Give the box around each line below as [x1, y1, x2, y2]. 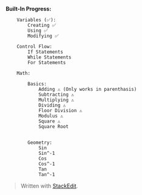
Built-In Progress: [5, 5, 52, 12]
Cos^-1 [38, 161, 55, 167]
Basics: [27, 81, 47, 87]
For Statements [27, 60, 66, 66]
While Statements [27, 54, 71, 60]
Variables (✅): [16, 17, 56, 23]
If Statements [27, 49, 63, 55]
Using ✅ [27, 27, 48, 34]
